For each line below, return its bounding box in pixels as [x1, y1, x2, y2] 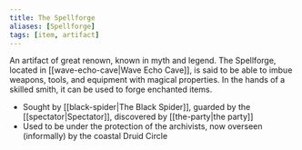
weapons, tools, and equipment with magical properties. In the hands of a [9, 75, 286, 85]
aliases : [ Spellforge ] [9, 22, 96, 31]
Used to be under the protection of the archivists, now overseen [22, 121, 263, 132]
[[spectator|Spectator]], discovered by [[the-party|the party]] [22, 111, 254, 123]
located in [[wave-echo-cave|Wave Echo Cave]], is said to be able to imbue [9, 65, 293, 75]
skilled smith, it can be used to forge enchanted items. [9, 84, 213, 95]
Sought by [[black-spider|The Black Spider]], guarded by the [22, 102, 251, 113]
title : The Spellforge [9, 13, 96, 23]
